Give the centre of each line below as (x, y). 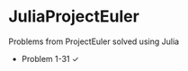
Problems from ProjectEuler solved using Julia (94, 41)
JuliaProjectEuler (74, 17)
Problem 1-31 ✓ (50, 58)
